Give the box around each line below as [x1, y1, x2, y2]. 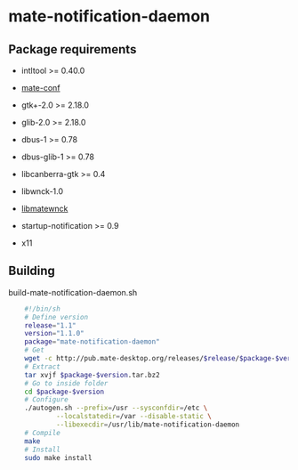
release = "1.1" [24, 320, 77, 330]
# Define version [24, 312, 89, 321]
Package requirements [8, 42, 137, 57]
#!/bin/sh [24, 304, 61, 313]
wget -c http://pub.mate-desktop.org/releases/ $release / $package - [24, 354, 276, 363]
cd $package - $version [24, 387, 104, 396]
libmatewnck [20, 203, 68, 214]
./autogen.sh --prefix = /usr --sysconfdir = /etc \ [24, 403, 208, 413]
